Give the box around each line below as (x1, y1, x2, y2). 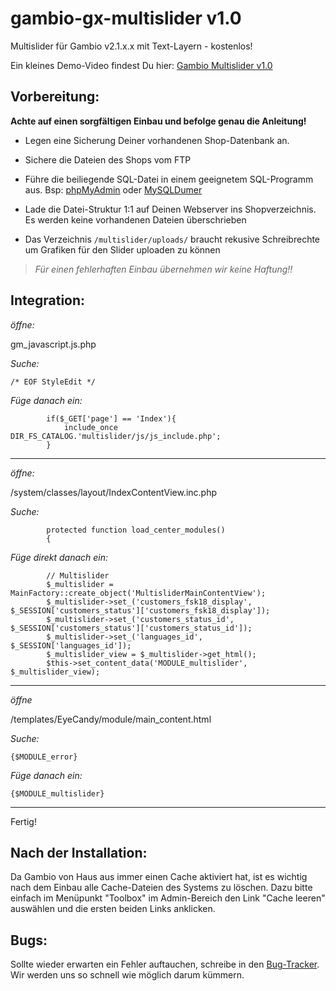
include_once (63, 422, 118, 432)
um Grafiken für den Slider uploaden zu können (24, 243, 221, 256)
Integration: (10, 292, 86, 309)
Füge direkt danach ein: (10, 551, 108, 563)
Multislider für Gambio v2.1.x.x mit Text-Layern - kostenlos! (10, 40, 253, 52)
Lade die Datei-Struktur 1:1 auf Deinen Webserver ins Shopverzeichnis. (24, 203, 317, 215)
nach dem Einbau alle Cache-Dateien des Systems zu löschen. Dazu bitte (10, 882, 313, 894)
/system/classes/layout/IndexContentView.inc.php (10, 486, 218, 498)
